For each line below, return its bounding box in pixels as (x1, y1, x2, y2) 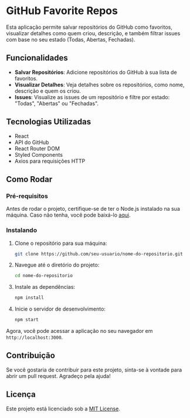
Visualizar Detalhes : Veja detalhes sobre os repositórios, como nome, (14, 81, 185, 88)
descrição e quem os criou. (14, 87, 81, 95)
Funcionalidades (6, 53, 69, 63)
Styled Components (14, 151, 63, 158)
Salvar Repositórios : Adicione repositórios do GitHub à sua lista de (14, 69, 177, 76)
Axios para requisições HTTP (14, 157, 86, 164)
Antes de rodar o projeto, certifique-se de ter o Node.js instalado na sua (6, 205, 181, 213)
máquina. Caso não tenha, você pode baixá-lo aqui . (6, 211, 131, 218)
